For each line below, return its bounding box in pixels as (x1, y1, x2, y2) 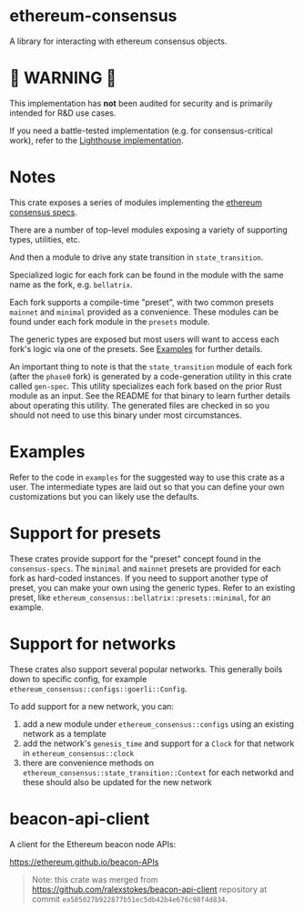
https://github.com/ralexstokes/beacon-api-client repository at (31, 884, 268, 895)
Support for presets (9, 523, 161, 544)
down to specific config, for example (9, 673, 147, 684)
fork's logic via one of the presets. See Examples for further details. (9, 343, 263, 354)
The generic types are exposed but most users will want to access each (9, 334, 279, 345)
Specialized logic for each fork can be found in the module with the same (9, 269, 284, 280)
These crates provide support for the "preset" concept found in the (9, 553, 261, 564)
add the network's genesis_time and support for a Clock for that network (22, 738, 295, 749)
